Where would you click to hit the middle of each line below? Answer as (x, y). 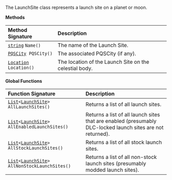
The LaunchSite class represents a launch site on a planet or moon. (76, 7)
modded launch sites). (112, 170)
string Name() (24, 46)
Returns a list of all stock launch (124, 142)
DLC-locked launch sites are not (124, 127)
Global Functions (24, 81)
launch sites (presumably (116, 163)
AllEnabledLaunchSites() (38, 127)
